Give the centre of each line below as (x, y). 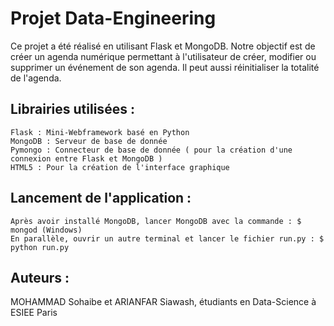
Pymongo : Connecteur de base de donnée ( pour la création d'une (151, 150)
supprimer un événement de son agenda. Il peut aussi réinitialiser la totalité (165, 67)
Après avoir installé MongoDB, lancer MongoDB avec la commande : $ (156, 221)
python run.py (40, 247)
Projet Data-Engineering (113, 18)
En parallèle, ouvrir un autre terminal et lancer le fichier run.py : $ (167, 238)
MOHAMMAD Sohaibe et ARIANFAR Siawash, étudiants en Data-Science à (163, 302)
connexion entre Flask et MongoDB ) (86, 158)
